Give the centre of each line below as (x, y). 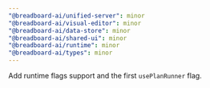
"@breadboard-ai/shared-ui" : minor (68, 38)
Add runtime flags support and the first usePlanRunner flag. (105, 76)
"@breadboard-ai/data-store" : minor (69, 30)
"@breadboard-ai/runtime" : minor (64, 46)
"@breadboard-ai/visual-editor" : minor (75, 23)
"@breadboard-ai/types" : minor (61, 53)
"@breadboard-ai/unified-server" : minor (77, 16)
